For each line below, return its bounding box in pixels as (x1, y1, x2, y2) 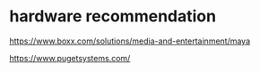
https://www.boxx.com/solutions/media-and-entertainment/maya (9, 36, 251, 46)
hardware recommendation (9, 6, 217, 27)
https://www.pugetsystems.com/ (9, 52, 131, 63)
